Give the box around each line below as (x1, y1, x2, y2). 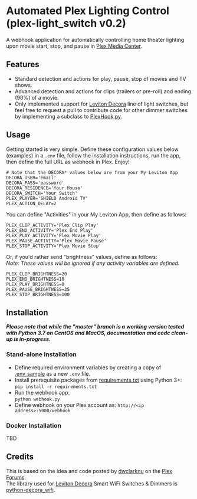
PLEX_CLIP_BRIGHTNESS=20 (6, 271, 67, 277)
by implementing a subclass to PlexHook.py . (14, 113, 123, 120)
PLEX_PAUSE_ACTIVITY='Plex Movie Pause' (6, 238, 107, 244)
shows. (14, 81, 32, 88)
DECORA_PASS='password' (6, 180, 65, 186)
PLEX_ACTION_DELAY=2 (6, 201, 57, 206)
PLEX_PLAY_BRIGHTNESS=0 (6, 281, 65, 287)
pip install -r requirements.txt (14, 383, 97, 390)
